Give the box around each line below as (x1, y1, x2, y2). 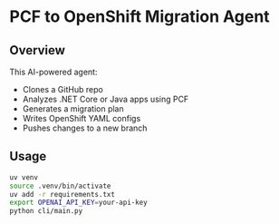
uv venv (9, 172, 39, 182)
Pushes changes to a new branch (22, 122, 148, 133)
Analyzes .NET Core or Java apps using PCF (22, 93, 189, 104)
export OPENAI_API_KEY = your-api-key (9, 198, 148, 208)
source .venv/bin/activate (9, 181, 111, 190)
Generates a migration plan (22, 103, 124, 114)
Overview (9, 43, 66, 58)
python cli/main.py (9, 207, 83, 216)
